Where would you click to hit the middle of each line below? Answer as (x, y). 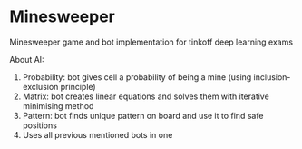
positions (39, 125)
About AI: (27, 59)
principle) (78, 86)
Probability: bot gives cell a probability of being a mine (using (137, 77)
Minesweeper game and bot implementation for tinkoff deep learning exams (151, 42)
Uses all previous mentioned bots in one (97, 134)
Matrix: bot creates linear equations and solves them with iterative (146, 96)
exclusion (40, 86)
